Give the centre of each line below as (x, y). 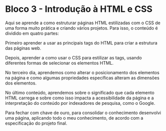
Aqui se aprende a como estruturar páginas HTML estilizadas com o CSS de (83, 23)
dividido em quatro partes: (32, 33)
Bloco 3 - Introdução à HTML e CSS (79, 9)
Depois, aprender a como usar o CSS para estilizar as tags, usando (74, 57)
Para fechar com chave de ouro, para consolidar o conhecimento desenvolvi (83, 113)
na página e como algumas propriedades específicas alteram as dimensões (82, 78)
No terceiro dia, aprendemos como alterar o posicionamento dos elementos (82, 72)
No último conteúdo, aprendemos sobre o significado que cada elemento (80, 92)
